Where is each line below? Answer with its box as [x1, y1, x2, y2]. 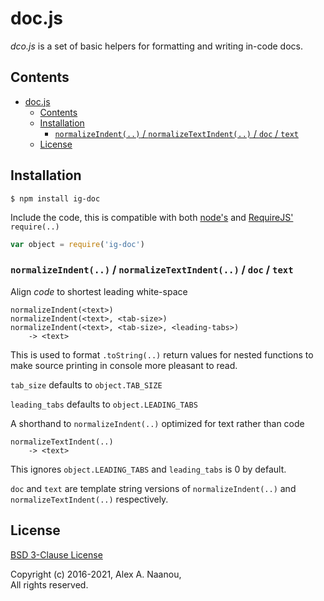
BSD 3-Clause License [10, 548, 103, 561]
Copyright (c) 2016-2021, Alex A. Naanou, [10, 568, 182, 580]
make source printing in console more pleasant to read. [10, 359, 238, 371]
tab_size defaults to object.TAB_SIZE [10, 378, 163, 391]
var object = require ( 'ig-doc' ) [10, 239, 145, 249]
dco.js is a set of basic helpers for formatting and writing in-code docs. [10, 40, 303, 52]
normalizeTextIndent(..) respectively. [10, 493, 169, 505]
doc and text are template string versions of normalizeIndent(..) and [10, 482, 297, 494]
